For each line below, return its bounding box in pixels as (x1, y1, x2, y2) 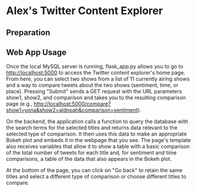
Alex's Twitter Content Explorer (6, 4, 163, 18)
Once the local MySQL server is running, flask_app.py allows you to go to (6, 63, 183, 70)
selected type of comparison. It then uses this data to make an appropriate (6, 130, 187, 137)
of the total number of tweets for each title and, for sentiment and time (6, 149, 177, 156)
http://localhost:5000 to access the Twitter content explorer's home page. (6, 69, 185, 76)
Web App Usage (6, 47, 66, 57)
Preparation (6, 28, 51, 38)
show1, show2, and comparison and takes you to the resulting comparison (6, 94, 186, 101)
